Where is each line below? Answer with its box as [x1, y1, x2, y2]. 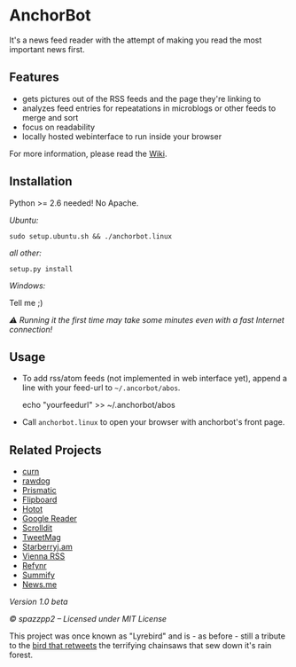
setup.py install [9, 264, 74, 273]
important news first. [9, 43, 86, 54]
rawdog [21, 475, 51, 486]
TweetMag [21, 532, 62, 543]
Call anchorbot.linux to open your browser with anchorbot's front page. [21, 417, 285, 428]
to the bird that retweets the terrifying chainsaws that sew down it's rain [9, 640, 272, 651]
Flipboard [21, 494, 58, 506]
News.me [21, 579, 58, 590]
